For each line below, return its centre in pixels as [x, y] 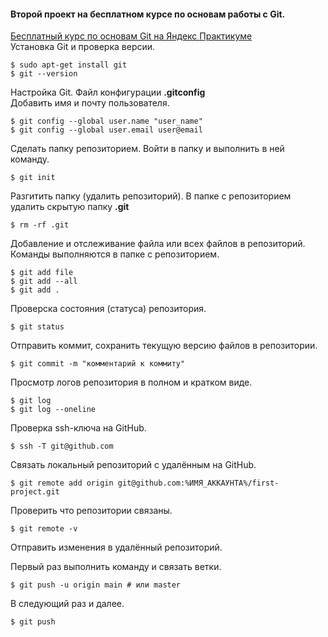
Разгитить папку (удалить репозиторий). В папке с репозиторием [151, 196]
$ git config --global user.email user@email [106, 130]
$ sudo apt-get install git [69, 65]
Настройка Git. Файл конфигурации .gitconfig [108, 92]
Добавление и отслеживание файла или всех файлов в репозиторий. [158, 244]
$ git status [37, 327]
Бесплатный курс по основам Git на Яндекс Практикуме [131, 36]
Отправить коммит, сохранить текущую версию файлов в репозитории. [164, 346]
